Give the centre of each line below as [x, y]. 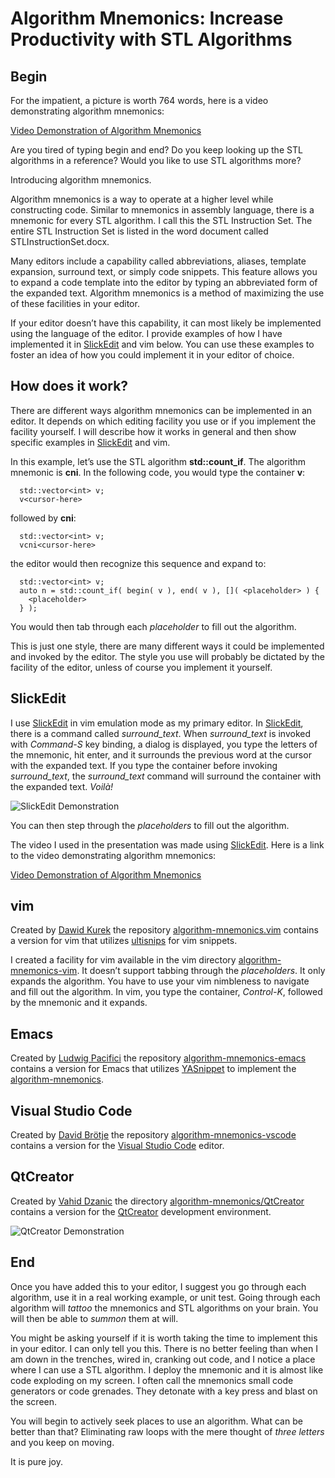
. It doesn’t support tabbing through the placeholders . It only [201, 971]
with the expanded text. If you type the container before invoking [144, 765]
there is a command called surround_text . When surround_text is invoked [161, 733]
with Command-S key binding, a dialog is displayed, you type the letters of [164, 744]
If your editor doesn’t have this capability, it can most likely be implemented [166, 323]
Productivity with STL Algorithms [151, 39]
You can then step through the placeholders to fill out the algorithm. [150, 825]
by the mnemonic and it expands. [79, 1003]
